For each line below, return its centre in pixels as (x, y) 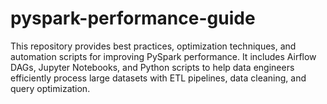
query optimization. (50, 88)
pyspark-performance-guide (133, 18)
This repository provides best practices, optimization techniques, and (153, 46)
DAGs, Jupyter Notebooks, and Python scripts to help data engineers (152, 67)
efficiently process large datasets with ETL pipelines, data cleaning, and (158, 78)
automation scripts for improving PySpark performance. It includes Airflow (163, 56)
